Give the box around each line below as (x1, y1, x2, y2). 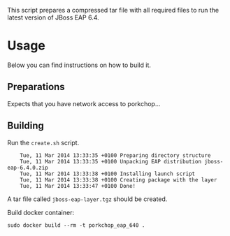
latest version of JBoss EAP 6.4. (7, 13, 99, 22)
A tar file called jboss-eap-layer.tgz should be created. (7, 195, 168, 203)
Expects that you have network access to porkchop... (7, 99, 161, 108)
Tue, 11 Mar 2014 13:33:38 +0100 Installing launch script (20, 170, 196, 177)
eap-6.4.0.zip (7, 164, 49, 171)
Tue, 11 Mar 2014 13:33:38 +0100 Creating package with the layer (20, 176, 217, 184)
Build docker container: (7, 208, 75, 216)
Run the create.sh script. (7, 138, 80, 147)
